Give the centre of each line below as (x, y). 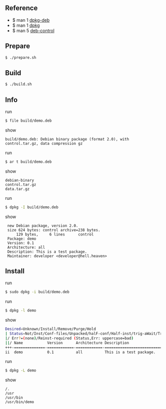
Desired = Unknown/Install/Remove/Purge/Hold (51, 329)
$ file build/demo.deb (28, 121)
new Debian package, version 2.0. (43, 226)
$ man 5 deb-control (33, 30)
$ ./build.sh (19, 84)
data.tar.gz (17, 189)
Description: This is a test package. (47, 252)
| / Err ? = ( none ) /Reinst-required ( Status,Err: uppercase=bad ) (69, 338)
